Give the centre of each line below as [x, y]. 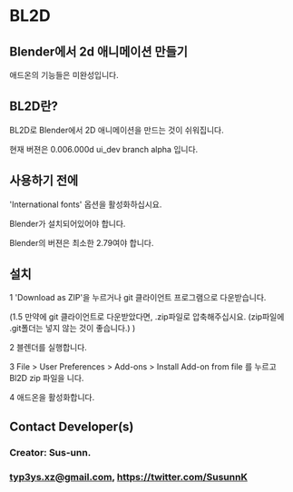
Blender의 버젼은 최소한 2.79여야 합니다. [82, 242]
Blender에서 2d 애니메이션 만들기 [99, 51]
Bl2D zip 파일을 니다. [47, 379]
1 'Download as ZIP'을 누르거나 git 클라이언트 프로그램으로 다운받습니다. [138, 298]
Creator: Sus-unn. [50, 452]
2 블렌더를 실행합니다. [49, 348]
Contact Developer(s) [72, 426]
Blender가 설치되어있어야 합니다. [68, 223]
